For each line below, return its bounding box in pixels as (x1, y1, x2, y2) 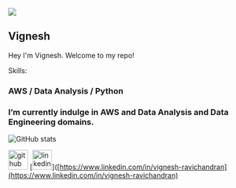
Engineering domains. (8, 116, 94, 127)
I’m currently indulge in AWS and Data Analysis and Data (8, 106, 230, 117)
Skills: (8, 65, 28, 75)
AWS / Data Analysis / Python (8, 85, 124, 96)
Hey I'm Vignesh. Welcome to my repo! (8, 50, 135, 60)
